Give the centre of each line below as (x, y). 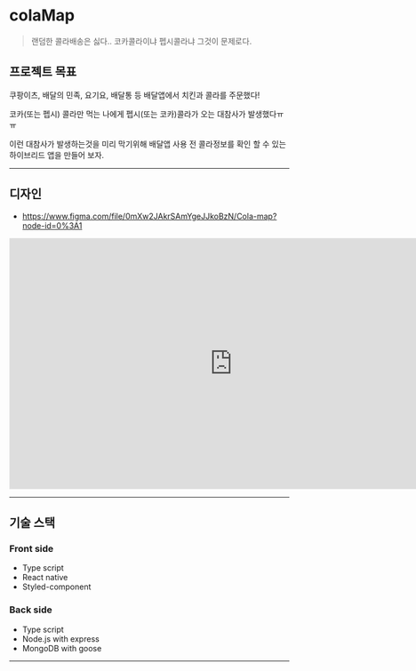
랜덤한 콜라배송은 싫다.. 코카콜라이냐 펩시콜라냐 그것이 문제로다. (141, 41)
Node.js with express (60, 639)
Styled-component (56, 587)
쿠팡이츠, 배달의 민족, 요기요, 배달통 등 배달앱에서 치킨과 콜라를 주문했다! (135, 95)
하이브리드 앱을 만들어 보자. (57, 155)
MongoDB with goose (62, 648)
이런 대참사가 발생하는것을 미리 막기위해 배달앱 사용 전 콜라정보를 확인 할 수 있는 (148, 144)
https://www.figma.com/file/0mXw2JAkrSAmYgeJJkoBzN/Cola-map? (149, 216)
